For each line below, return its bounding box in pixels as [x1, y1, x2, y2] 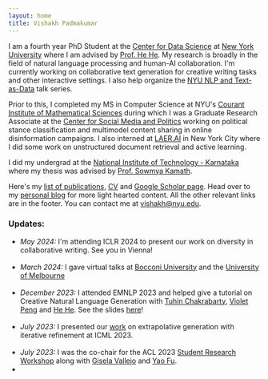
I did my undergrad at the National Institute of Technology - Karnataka [8, 157, 240, 167]
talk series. [36, 83, 73, 93]
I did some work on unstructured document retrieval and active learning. [8, 142, 246, 151]
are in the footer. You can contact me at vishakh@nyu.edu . [8, 198, 202, 208]
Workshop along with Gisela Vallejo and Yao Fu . [19, 356, 178, 365]
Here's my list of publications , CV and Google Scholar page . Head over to [8, 181, 250, 191]
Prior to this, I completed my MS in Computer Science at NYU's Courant [8, 99, 246, 109]
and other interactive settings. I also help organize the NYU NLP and [8, 75, 234, 85]
